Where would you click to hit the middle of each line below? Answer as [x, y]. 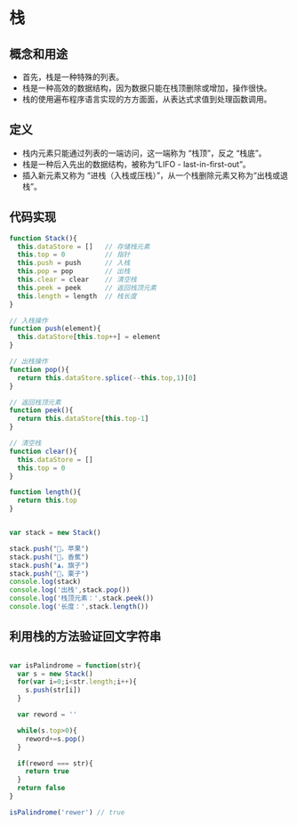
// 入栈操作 [29, 320]
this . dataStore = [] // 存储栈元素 [84, 247]
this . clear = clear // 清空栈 [77, 279]
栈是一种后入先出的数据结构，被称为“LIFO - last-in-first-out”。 [136, 164]
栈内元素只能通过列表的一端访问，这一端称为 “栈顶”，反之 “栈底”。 [144, 153]
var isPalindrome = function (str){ [75, 665]
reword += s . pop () [56, 739]
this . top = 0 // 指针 [74, 255]
